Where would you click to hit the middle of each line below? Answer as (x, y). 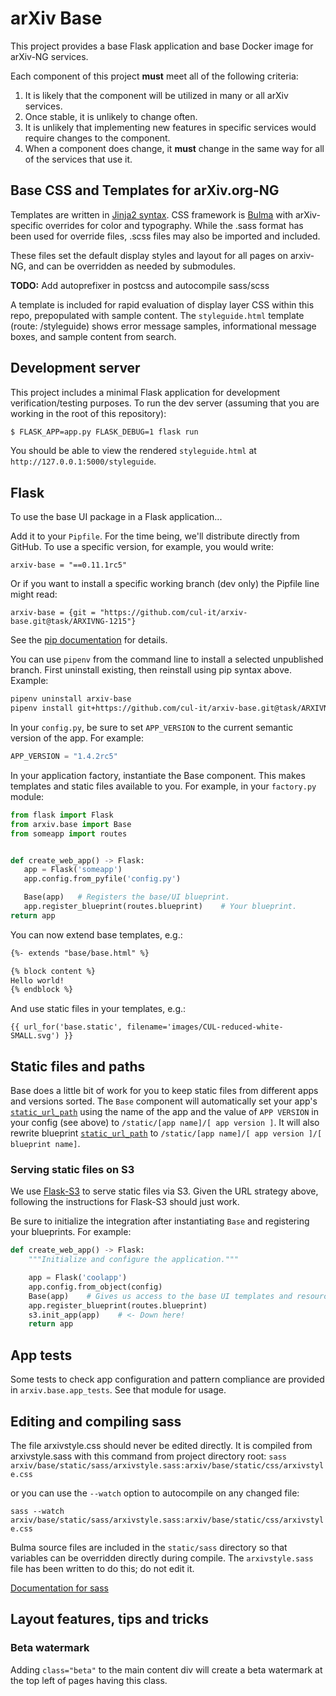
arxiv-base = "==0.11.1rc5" (69, 565)
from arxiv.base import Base (71, 824)
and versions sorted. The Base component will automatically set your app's (164, 1101)
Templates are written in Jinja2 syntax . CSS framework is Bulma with (152, 214)
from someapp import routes (69, 833)
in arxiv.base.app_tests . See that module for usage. (118, 1390)
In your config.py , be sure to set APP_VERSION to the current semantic (152, 727)
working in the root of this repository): (88, 413)
